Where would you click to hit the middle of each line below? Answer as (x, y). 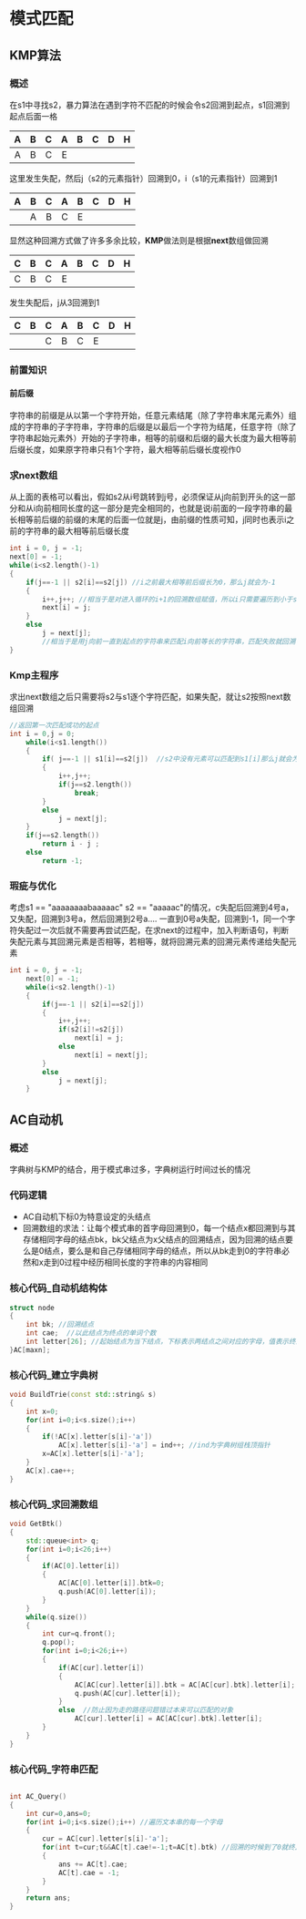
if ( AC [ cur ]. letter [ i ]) (101, 1668)
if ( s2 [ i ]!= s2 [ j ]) (91, 1030)
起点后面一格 (33, 116)
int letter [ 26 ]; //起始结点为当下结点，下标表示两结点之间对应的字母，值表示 (158, 1342)
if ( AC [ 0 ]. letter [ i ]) (81, 1566)
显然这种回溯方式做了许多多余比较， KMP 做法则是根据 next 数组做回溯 (139, 240)
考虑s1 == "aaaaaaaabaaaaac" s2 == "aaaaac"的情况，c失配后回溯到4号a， (152, 908)
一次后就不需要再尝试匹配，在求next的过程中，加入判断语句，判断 (165, 930)
